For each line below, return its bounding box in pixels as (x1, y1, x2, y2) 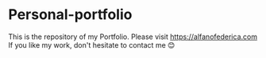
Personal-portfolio (8, 6, 133, 24)
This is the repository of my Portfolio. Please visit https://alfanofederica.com (8, 32, 258, 41)
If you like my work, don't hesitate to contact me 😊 (8, 40, 175, 49)
